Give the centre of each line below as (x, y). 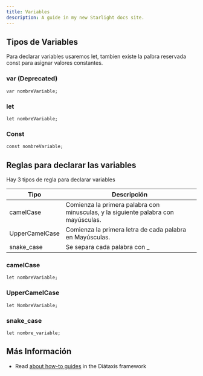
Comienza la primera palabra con (113, 205)
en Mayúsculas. (88, 238)
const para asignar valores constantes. (55, 63)
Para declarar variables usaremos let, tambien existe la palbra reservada (96, 57)
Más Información (39, 352)
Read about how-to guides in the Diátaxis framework (81, 366)
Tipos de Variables (42, 42)
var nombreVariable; (32, 91)
